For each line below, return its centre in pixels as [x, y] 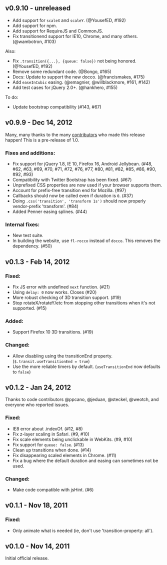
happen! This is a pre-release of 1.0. [42, 140]
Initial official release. [27, 558]
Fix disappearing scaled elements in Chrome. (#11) [64, 455]
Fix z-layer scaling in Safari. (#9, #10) [51, 434]
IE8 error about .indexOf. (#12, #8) [48, 428]
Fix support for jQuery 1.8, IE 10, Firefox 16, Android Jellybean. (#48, [82, 163]
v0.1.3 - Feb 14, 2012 [37, 262]
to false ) [21, 371]
